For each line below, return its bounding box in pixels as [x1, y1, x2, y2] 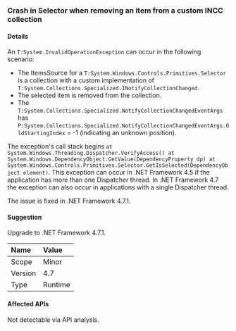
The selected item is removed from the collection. [17, 91, 162, 100]
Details [7, 32, 29, 40]
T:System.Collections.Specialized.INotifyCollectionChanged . [17, 84, 199, 92]
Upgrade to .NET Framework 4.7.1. [7, 228, 106, 237]
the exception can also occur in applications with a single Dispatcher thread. [7, 183, 229, 192]
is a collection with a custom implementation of [17, 76, 155, 85]
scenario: [7, 55, 35, 63]
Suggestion [7, 213, 42, 221]
